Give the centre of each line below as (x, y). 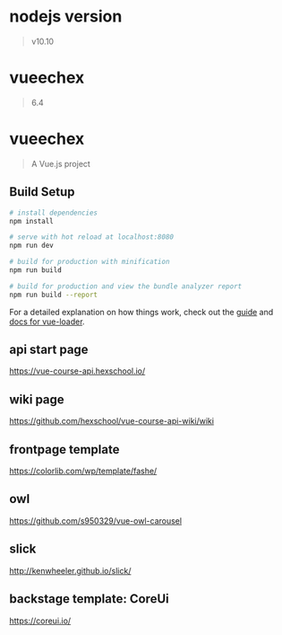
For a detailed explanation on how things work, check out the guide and (141, 312)
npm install (31, 221)
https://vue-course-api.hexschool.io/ (77, 371)
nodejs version (66, 17)
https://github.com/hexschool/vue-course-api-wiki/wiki (112, 421)
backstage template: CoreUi (89, 599)
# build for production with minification (90, 262)
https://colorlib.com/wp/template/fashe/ (83, 471)
